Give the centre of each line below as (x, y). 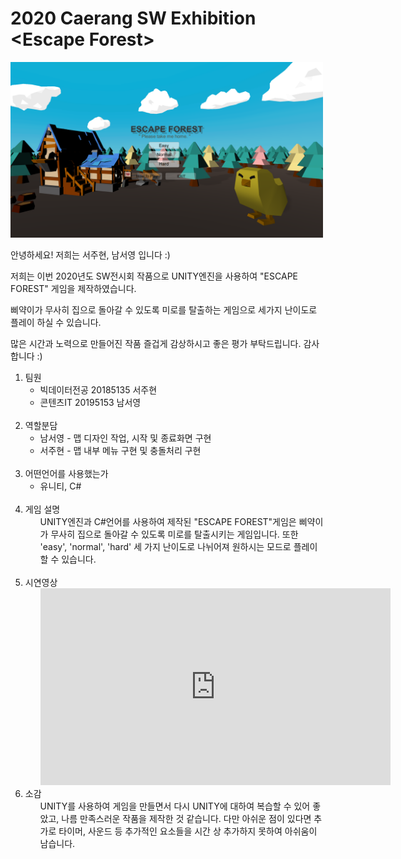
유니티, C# (60, 486)
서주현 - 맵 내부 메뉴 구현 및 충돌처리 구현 (120, 451)
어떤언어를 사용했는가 (66, 474)
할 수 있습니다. (68, 559)
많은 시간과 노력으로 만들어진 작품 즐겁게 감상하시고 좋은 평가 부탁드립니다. (156, 344)
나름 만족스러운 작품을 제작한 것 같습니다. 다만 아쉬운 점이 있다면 (186, 819)
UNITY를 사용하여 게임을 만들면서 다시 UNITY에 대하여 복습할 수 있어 (175, 806)
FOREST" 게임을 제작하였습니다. (73, 289)
